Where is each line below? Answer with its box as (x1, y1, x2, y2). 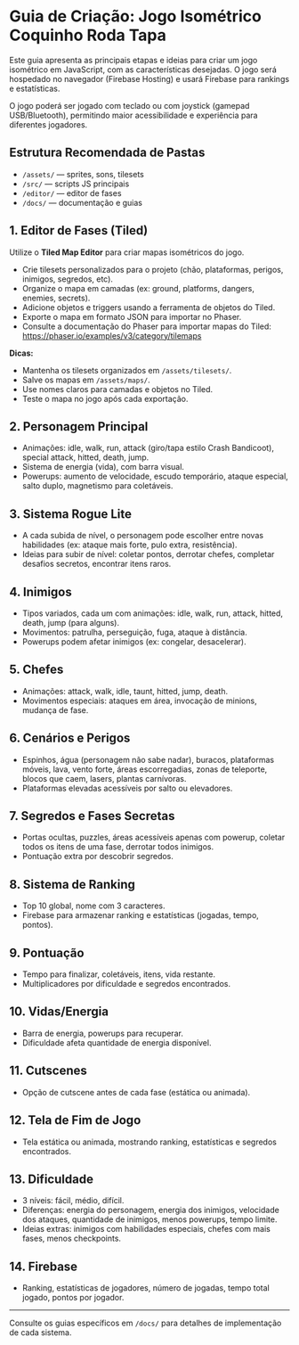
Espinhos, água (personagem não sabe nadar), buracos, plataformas (21, 754, 274, 765)
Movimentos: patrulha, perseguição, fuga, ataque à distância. (21, 627, 247, 637)
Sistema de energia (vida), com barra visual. (21, 462, 185, 472)
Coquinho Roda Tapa (9, 25, 167, 45)
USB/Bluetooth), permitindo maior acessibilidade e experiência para (9, 110, 258, 120)
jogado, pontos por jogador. (21, 1292, 125, 1303)
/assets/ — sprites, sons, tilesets (21, 168, 145, 179)
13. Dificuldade (9, 1171, 93, 1186)
